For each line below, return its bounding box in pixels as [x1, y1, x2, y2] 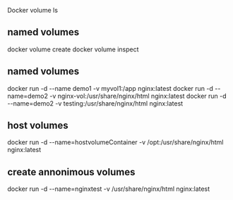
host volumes [7, 120, 68, 132]
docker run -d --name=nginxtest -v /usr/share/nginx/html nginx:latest [7, 185, 210, 193]
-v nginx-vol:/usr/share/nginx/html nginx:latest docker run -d [49, 92, 227, 100]
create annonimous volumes [7, 165, 136, 178]
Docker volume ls [7, 6, 59, 14]
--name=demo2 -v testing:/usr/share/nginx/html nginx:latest [7, 99, 184, 108]
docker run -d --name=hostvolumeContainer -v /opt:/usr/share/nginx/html [7, 138, 224, 146]
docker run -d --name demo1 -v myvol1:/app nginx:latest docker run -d [7, 84, 214, 92]
